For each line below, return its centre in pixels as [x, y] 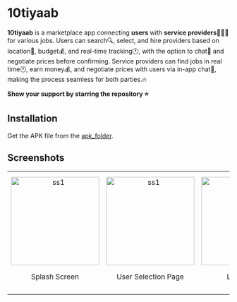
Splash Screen [55, 277]
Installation [32, 119]
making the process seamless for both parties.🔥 [77, 79]
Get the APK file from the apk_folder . [61, 135]
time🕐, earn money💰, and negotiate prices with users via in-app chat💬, [112, 69]
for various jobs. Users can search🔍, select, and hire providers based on [114, 40]
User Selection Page [150, 277]
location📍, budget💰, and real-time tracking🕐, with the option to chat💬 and [116, 51]
